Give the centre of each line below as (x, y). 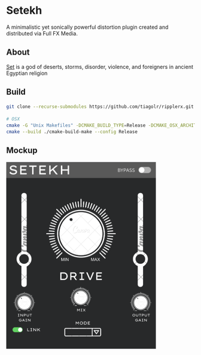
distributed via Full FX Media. (42, 33)
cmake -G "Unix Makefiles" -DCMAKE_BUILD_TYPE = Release (76, 126)
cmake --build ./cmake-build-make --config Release (72, 132)
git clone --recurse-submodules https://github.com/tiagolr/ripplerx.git (100, 106)
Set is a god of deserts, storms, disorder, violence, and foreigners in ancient (100, 67)
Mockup (22, 151)
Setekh (24, 10)
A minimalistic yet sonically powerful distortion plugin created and (87, 27)
